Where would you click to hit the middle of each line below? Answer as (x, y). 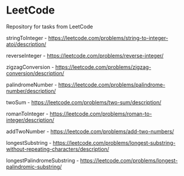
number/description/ (31, 91)
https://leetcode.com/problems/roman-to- (101, 114)
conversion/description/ (35, 73)
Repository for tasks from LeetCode (50, 26)
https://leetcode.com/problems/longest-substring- (114, 142)
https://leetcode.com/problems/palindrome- (112, 84)
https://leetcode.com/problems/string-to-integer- (108, 38)
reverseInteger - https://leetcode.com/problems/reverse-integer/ (85, 55)
